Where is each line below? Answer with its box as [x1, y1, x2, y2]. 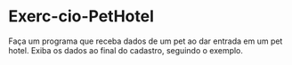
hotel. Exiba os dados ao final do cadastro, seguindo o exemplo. [8, 45, 244, 55]
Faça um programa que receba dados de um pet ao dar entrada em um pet [8, 36, 283, 46]
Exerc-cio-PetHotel [8, 6, 155, 27]
